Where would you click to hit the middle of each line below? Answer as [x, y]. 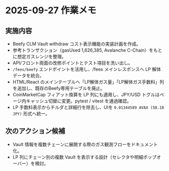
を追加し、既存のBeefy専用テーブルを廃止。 [59, 88]
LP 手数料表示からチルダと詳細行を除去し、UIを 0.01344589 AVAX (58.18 [88, 107]
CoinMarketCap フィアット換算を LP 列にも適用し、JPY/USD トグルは [86, 95]
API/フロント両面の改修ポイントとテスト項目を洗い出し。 [73, 63]
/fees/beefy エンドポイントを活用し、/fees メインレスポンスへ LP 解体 [87, 69]
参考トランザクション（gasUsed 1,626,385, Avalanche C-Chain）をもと [87, 50]
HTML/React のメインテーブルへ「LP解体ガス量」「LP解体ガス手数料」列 [88, 82]
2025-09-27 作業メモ [51, 10]
